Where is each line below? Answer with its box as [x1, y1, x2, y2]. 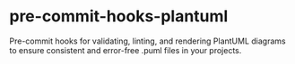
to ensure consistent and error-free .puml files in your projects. [9, 44, 242, 55]
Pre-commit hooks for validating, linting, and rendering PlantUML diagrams [9, 36, 286, 46]
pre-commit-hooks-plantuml [9, 6, 229, 27]
